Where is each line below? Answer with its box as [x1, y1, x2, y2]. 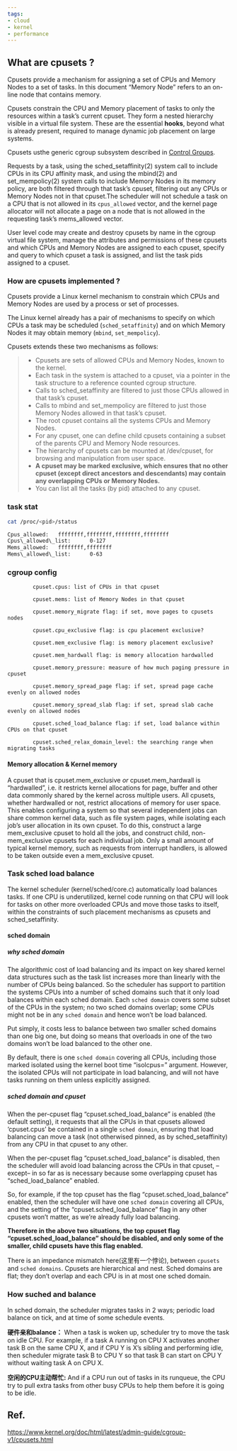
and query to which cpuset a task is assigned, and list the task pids [7, 251, 203, 260]
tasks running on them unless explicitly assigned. [7, 1076, 151, 1084]
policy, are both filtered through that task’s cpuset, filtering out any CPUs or [7, 184, 228, 193]
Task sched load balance [7, 868, 95, 878]
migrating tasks [7, 745, 55, 752]
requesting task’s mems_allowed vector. [7, 214, 124, 224]
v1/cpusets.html [7, 1435, 54, 1444]
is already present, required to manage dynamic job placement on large [7, 127, 216, 136]
